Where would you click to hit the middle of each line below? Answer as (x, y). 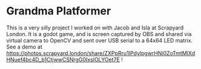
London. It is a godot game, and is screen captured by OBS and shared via (99, 34)
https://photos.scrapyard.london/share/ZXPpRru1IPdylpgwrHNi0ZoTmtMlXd (101, 53)
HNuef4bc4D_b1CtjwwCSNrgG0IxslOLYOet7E (63, 59)
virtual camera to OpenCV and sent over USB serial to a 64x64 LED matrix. (99, 40)
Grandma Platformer (59, 11)
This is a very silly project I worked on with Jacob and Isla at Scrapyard (95, 28)
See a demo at (24, 47)
